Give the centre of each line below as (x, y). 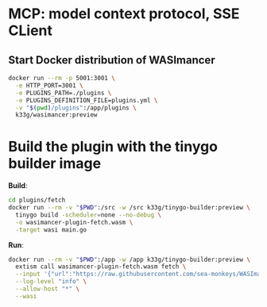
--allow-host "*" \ (48, 289)
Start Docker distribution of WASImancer (112, 60)
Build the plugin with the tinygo (113, 147)
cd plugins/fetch (37, 200)
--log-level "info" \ (51, 282)
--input (28, 274)
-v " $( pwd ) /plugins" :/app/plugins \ (76, 108)
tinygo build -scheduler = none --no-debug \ (88, 215)
